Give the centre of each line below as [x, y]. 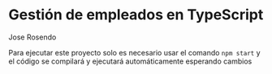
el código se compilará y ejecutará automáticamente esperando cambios [130, 61]
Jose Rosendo [32, 37]
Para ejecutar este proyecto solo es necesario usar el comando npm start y [135, 52]
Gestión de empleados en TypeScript [136, 15]
